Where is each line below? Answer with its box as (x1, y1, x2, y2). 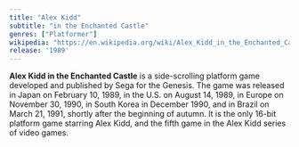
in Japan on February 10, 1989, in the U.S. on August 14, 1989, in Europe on (9, 90, 284, 101)
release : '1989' (9, 46, 69, 55)
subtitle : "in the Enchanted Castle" (9, 21, 149, 30)
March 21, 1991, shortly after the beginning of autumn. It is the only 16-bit (9, 109, 277, 119)
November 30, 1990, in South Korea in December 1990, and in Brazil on (9, 99, 270, 110)
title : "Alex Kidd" (9, 12, 82, 22)
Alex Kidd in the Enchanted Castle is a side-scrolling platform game (9, 70, 261, 81)
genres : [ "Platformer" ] (9, 29, 98, 38)
